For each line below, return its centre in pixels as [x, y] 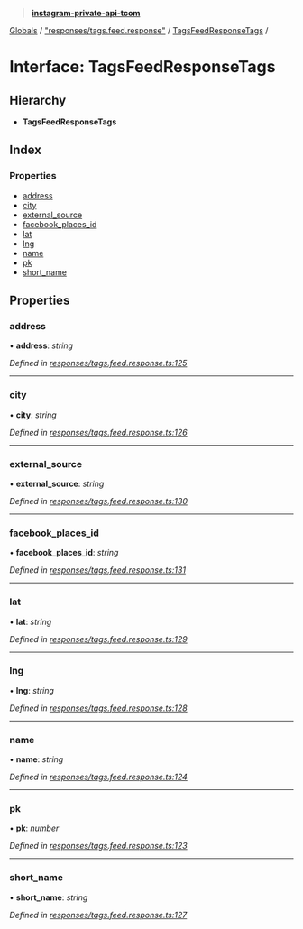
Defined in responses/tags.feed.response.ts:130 [98, 501]
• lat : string [31, 621]
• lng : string [32, 690]
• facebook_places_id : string [64, 553]
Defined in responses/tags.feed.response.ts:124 [98, 777]
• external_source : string [57, 483]
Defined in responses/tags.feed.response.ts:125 [98, 363]
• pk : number [34, 828]
